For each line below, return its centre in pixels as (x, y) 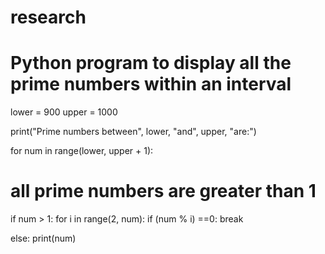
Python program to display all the (151, 63)
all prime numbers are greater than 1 (163, 191)
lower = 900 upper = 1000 (64, 112)
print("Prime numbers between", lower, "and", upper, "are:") (133, 132)
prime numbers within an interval (151, 84)
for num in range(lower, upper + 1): (82, 151)
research (48, 17)
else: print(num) (43, 238)
